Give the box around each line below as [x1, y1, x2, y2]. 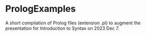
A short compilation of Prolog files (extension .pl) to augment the [5, 20, 141, 26]
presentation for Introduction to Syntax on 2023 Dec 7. [5, 25, 120, 31]
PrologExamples [5, 3, 76, 15]
